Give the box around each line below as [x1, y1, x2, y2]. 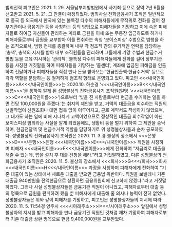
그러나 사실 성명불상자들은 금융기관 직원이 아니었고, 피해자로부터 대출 [20, 184, 159, 190]
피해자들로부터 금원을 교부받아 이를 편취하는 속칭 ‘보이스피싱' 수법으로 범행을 [5, 36, 159, 43]
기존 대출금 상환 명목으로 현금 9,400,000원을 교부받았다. [10, 216, 125, 222]
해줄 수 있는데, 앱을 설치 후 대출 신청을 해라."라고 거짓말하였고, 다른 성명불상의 [5, 152, 162, 158]
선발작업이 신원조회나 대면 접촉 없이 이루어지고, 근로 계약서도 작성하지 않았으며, [5, 107, 164, 113]
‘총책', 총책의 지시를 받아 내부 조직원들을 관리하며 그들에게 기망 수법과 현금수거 [5, 49, 163, 55]
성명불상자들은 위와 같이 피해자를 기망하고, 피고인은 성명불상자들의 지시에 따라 [5, 197, 162, 202]
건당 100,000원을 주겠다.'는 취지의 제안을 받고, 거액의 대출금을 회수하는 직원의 [10, 100, 167, 107]
